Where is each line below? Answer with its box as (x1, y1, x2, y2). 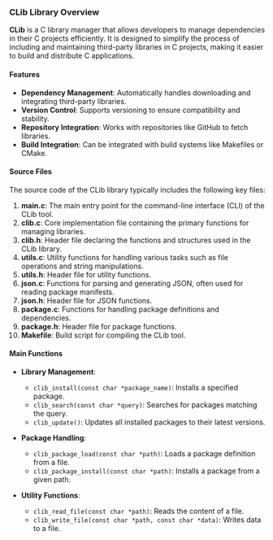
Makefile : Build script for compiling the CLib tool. (20, 330, 186, 340)
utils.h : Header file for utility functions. (20, 269, 151, 279)
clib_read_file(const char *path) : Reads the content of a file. (32, 506, 245, 516)
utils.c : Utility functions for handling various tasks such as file (20, 252, 228, 262)
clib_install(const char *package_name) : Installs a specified (32, 382, 239, 392)
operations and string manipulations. (20, 261, 145, 271)
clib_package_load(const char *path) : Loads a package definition (32, 448, 256, 458)
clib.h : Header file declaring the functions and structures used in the (20, 235, 251, 245)
